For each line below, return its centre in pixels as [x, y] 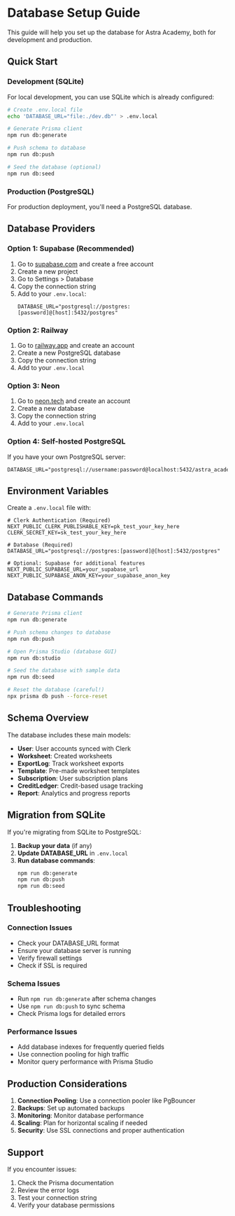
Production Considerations [67, 1083]
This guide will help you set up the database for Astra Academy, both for [112, 32]
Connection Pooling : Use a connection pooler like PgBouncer [106, 1101]
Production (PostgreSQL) [51, 192]
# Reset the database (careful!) [56, 690]
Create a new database [51, 409]
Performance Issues [43, 1032]
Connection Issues [40, 928]
